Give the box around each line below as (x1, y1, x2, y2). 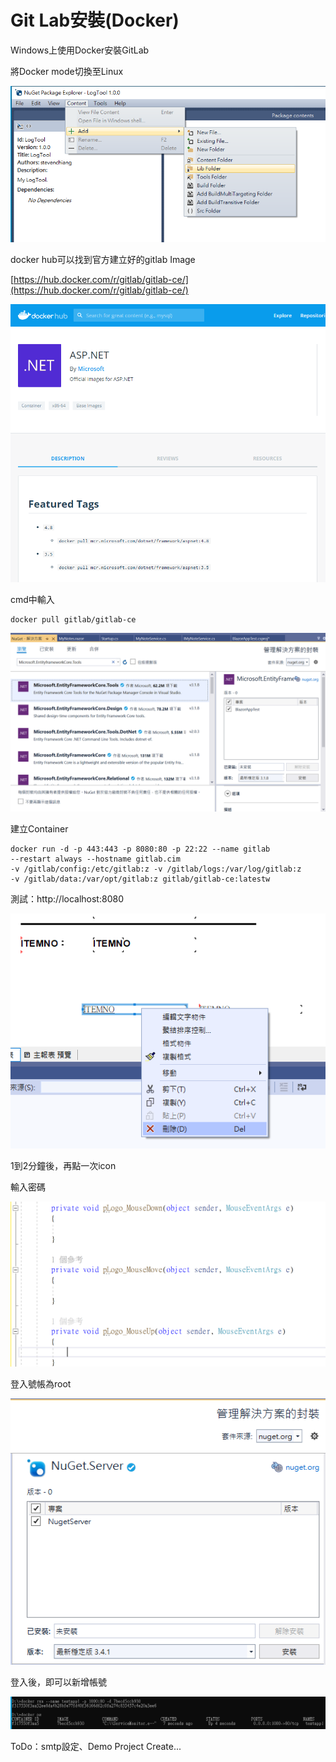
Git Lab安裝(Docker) (10, 9, 180, 32)
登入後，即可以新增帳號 (10, 1676, 107, 1688)
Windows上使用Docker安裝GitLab (10, 44, 150, 56)
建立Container (10, 822, 69, 835)
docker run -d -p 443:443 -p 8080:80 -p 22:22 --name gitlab (10, 844, 271, 854)
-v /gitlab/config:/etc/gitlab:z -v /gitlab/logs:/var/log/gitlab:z (10, 864, 302, 874)
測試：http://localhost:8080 (10, 892, 124, 905)
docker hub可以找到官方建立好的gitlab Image (10, 253, 196, 265)
